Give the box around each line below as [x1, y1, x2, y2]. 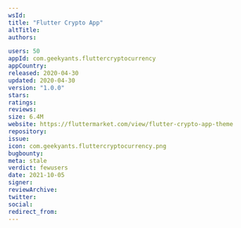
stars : [8, 91, 30, 99]
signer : [8, 179, 34, 186]
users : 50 [8, 48, 41, 56]
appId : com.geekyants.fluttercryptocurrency [8, 55, 156, 63]
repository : [8, 128, 47, 136]
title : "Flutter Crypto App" [8, 19, 104, 27]
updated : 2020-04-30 [8, 76, 76, 85]
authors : [8, 33, 37, 42]
